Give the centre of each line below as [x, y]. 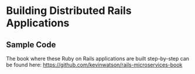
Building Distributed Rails [69, 11]
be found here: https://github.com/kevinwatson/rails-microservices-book [94, 65]
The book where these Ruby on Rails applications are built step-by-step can [97, 59]
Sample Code [31, 45]
